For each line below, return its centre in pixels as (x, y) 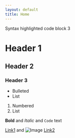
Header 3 (16, 80)
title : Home (17, 14)
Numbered (23, 106)
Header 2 (20, 66)
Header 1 (23, 48)
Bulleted (21, 91)
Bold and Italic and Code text (34, 121)
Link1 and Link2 (30, 130)
